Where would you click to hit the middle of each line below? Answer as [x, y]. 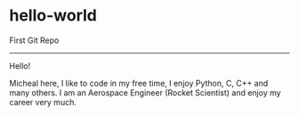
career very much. [43, 102]
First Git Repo [34, 40]
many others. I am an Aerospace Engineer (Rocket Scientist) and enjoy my [145, 92]
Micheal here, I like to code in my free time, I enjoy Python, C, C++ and [139, 83]
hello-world [53, 16]
